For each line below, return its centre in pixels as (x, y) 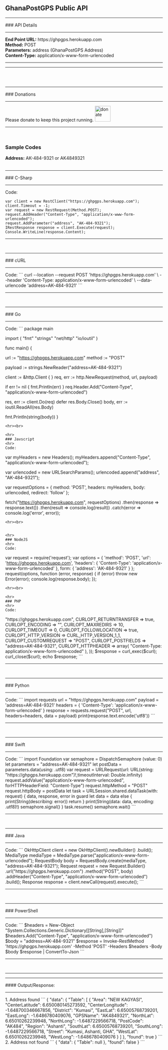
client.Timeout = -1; (28, 206)
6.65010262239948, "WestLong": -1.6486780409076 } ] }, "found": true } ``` (84, 1037)
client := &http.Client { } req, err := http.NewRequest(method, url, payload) (81, 377)
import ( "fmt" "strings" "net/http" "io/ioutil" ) (51, 338)
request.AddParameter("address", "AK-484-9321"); (58, 223)
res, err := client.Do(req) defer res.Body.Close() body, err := (66, 402)
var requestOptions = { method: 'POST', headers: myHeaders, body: (75, 487)
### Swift (15, 745)
